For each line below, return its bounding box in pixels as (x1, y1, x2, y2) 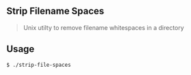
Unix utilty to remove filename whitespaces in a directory (23, 23, 184, 31)
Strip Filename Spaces (6, 5, 105, 17)
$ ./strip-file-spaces (6, 61, 71, 68)
